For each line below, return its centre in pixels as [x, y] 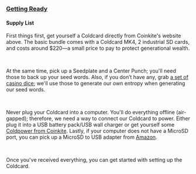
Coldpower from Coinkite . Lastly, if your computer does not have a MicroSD [97, 131]
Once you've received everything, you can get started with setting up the [94, 160]
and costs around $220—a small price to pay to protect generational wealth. [98, 48]
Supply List [20, 23]
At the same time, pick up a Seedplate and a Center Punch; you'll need [91, 71]
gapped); [17, 118]
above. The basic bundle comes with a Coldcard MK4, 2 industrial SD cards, [98, 42]
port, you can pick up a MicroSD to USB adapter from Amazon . [82, 137]
